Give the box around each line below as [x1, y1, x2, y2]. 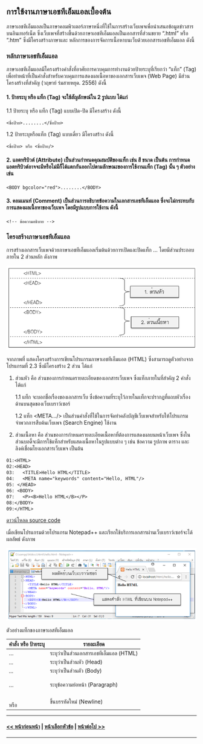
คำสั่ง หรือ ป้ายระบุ [8, 640, 45, 648]
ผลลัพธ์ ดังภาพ [6, 535, 36, 543]
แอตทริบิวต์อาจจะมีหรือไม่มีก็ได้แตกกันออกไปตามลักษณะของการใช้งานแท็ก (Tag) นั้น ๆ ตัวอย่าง [6, 163, 195, 170]
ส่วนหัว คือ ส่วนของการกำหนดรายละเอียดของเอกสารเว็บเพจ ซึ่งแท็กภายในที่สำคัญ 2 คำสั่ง [14, 374, 191, 382]
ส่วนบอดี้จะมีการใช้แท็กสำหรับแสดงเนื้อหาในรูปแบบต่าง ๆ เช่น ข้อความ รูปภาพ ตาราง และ [14, 437, 189, 445]
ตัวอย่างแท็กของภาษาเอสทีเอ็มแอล [6, 627, 74, 634]
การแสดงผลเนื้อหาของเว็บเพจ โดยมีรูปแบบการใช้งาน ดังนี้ [6, 204, 119, 211]
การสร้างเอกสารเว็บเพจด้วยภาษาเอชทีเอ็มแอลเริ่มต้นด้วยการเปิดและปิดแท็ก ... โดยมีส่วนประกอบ [6, 246, 195, 253]
